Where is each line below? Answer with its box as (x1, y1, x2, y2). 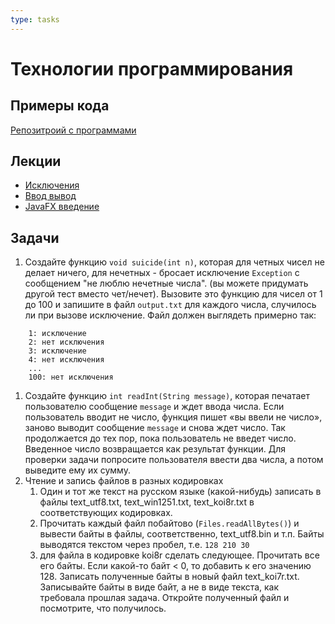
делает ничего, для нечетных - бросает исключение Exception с (24, 267, 300, 279)
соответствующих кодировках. (39, 507, 173, 519)
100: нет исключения (28, 372, 114, 383)
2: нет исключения (28, 337, 105, 348)
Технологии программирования (10, 57, 294, 80)
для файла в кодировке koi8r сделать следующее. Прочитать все (39, 549, 320, 561)
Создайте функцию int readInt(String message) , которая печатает (24, 390, 311, 402)
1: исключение (28, 329, 87, 339)
